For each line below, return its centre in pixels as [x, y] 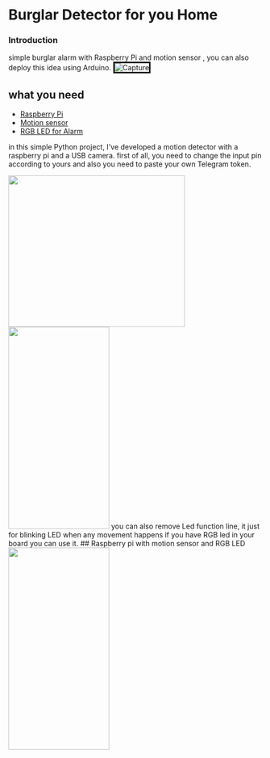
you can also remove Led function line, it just [185, 526]
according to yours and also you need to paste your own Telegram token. [130, 164]
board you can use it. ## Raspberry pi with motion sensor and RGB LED [127, 544]
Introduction [33, 40]
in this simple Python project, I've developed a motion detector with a [123, 147]
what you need [46, 95]
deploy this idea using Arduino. [60, 68]
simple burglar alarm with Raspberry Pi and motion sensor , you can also [129, 57]
